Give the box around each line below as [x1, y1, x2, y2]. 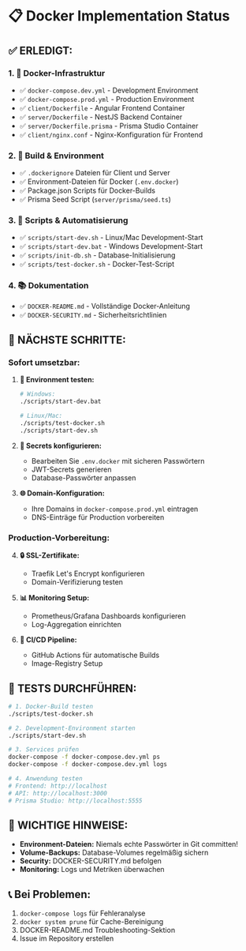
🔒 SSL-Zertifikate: [19, 551, 80, 560]
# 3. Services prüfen [8, 746, 80, 754]
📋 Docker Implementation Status [8, 7, 230, 25]
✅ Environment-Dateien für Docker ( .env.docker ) [19, 177, 179, 186]
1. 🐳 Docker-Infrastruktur [8, 67, 106, 78]
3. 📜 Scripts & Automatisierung [8, 215, 129, 226]
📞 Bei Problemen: [8, 887, 91, 901]
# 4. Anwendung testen [8, 775, 83, 783]
